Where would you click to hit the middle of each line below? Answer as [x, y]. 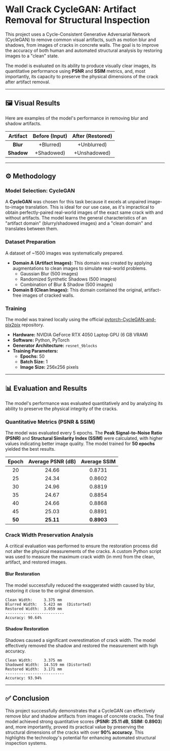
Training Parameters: [35, 351]
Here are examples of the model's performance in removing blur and [77, 118]
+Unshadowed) [92, 152]
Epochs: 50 [32, 356]
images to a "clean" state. [32, 56]
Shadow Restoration [27, 629]
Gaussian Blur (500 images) [49, 273]
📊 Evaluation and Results [46, 388]
